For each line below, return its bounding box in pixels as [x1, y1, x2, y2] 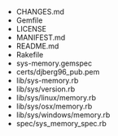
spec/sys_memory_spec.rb [15, 119, 107, 128]
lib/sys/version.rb [15, 84, 76, 94]
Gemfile [15, 15, 43, 25]
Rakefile [15, 50, 44, 59]
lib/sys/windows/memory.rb [15, 110, 111, 120]
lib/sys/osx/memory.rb [15, 101, 93, 111]
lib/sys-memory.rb [15, 76, 79, 85]
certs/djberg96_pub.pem [15, 67, 100, 76]
